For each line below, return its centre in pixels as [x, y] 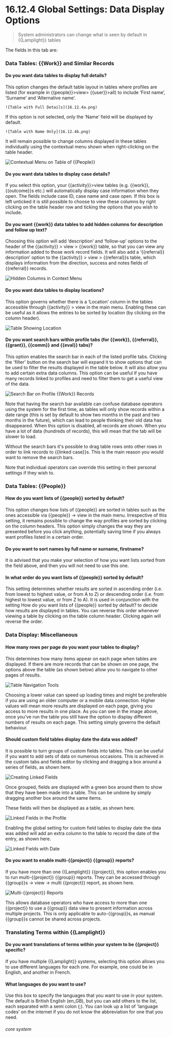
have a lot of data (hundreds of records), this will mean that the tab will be [83, 431]
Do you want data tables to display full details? [56, 76]
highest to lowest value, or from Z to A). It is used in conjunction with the [82, 600]
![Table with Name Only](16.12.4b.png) [48, 132]
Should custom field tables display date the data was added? [72, 739]
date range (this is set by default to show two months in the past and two [83, 414]
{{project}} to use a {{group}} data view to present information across [79, 908]
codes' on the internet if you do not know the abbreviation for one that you [84, 1012]
